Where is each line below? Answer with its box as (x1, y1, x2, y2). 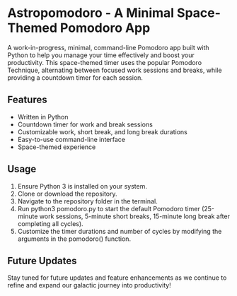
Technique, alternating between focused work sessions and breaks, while (7, 66, 222, 74)
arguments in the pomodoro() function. (17, 235, 132, 243)
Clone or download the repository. (17, 189, 118, 198)
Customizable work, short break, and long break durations (17, 127, 187, 136)
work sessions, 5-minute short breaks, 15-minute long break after (39, 212, 230, 220)
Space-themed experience (17, 143, 96, 151)
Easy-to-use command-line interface (17, 135, 126, 143)
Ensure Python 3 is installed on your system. (17, 182, 147, 190)
